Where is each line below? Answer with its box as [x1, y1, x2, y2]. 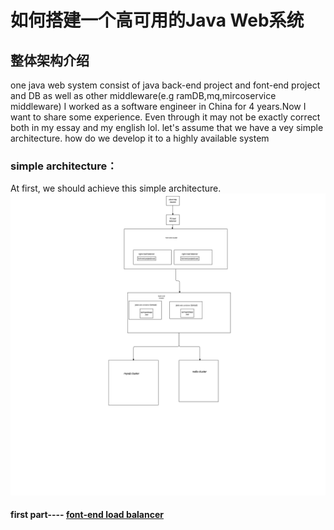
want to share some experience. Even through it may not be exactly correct [10, 111, 321, 123]
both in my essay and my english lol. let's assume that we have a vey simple [10, 122, 324, 133]
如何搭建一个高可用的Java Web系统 [10, 9, 305, 32]
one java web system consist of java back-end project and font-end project [10, 79, 321, 91]
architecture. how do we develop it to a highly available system [10, 132, 270, 144]
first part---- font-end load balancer [10, 509, 164, 521]
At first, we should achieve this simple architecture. [10, 182, 222, 195]
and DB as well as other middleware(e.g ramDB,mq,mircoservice [10, 90, 277, 101]
